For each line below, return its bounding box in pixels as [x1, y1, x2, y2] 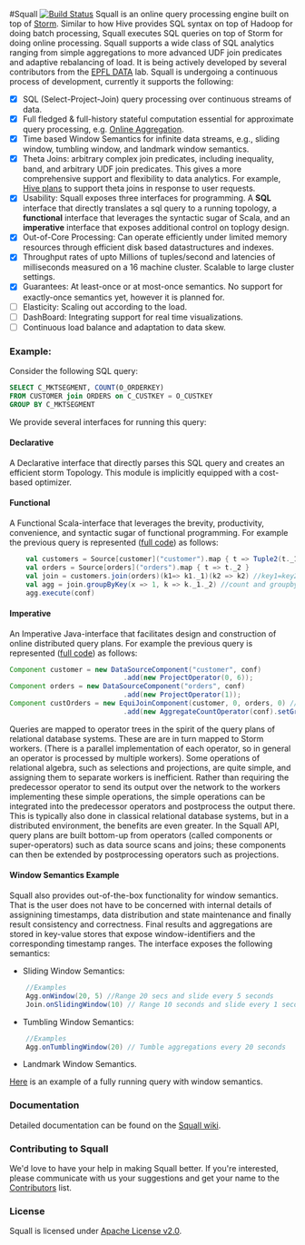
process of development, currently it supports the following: [9, 76, 234, 86]
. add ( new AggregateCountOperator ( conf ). [123, 706, 279, 716]
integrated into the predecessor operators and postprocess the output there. [9, 800, 296, 812]
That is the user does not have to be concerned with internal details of [9, 900, 272, 911]
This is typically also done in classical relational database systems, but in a [9, 810, 289, 821]
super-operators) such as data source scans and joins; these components [9, 839, 286, 850]
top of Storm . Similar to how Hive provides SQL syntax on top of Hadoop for [9, 18, 293, 29]
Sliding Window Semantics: [22, 965, 125, 976]
